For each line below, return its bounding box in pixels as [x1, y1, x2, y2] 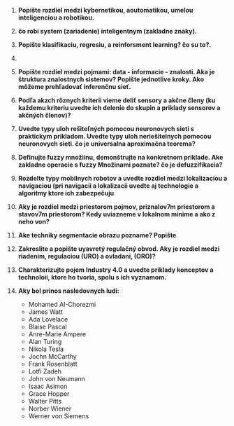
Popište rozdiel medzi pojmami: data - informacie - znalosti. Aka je [17, 68, 215, 76]
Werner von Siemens [28, 412, 89, 420]
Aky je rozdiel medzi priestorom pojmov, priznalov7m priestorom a [17, 202, 215, 211]
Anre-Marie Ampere [28, 330, 87, 338]
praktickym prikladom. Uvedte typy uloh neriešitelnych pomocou [17, 132, 212, 140]
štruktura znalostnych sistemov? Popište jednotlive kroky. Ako [17, 75, 205, 83]
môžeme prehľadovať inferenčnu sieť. [17, 83, 131, 90]
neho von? [17, 217, 50, 226]
